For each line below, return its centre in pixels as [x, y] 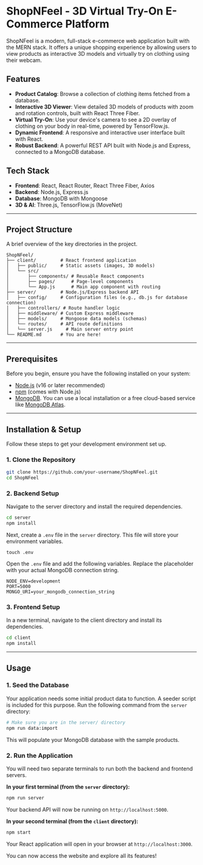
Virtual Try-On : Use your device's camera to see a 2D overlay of [96, 119]
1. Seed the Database [38, 685]
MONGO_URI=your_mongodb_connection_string [60, 592]
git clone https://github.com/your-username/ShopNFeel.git [82, 472]
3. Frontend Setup [33, 607]
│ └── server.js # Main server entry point [70, 329]
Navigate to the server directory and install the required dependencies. [95, 507]
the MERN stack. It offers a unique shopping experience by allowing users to [101, 47]
